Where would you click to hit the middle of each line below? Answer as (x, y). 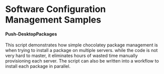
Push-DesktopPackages (31, 34)
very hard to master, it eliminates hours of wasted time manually (72, 55)
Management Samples (53, 20)
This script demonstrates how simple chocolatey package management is (82, 45)
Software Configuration (56, 9)
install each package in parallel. (38, 66)
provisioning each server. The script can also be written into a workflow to (82, 61)
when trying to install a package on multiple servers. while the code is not (81, 50)
